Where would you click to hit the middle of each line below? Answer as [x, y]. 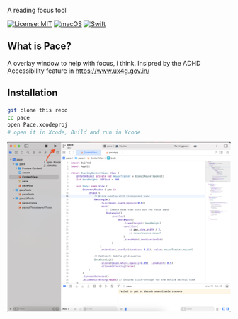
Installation [33, 93]
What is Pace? [40, 46]
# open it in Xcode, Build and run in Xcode [74, 133]
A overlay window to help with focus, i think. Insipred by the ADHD [104, 63]
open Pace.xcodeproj [38, 125]
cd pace [19, 117]
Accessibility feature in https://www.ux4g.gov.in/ [79, 71]
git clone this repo [38, 110]
